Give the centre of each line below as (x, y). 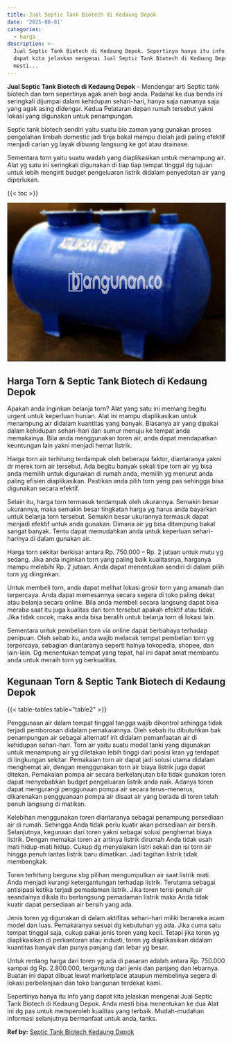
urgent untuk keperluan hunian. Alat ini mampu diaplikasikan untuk (102, 416)
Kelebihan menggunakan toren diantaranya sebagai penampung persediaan (115, 817)
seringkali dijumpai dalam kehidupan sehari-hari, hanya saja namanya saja (113, 101)
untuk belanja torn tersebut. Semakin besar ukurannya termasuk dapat (108, 517)
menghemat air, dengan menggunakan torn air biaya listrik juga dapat (106, 767)
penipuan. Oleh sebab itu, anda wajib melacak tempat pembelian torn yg (111, 638)
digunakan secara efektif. (43, 488)
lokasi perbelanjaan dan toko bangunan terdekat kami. (85, 983)
